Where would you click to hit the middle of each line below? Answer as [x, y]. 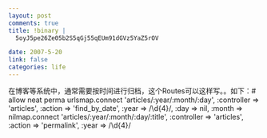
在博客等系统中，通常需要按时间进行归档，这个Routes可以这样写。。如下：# [132, 91]
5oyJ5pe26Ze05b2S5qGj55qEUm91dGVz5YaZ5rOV [87, 38]
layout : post [30, 16]
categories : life [37, 67]
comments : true [34, 23]
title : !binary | [37, 30]
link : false [28, 60]
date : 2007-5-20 [35, 53]
